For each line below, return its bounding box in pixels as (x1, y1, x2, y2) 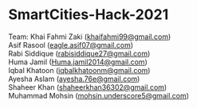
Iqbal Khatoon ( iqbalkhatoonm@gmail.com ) (8, 65, 151, 75)
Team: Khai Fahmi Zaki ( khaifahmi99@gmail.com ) (8, 32, 171, 41)
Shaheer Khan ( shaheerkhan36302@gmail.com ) (8, 82, 167, 92)
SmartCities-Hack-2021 (8, 6, 169, 24)
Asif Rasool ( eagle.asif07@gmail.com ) (8, 40, 134, 49)
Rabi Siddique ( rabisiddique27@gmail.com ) (8, 48, 151, 58)
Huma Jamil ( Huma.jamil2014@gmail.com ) (8, 57, 148, 67)
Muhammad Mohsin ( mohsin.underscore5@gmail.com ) (8, 91, 190, 100)
